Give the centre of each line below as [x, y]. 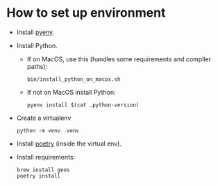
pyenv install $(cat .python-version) [83, 105]
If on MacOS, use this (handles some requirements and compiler [119, 59]
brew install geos [43, 170]
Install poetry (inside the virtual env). [69, 144]
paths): [37, 66]
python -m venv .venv [48, 130]
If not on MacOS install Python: [71, 92]
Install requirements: [46, 157]
